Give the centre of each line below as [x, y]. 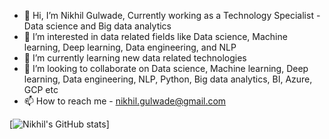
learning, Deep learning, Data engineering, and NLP [130, 47]
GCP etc [41, 89]
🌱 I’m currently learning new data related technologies [135, 58]
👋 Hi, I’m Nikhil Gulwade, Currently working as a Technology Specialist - [172, 15]
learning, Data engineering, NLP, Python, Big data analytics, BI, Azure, [168, 79]
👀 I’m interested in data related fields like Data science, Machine [155, 36]
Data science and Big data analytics [97, 26]
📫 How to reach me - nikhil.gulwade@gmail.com [125, 101]
